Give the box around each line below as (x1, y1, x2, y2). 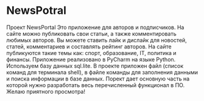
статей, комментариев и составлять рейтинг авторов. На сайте (6, 43, 172, 50)
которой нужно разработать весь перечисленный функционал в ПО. (6, 81, 185, 88)
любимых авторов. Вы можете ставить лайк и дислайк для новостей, (6, 36, 187, 44)
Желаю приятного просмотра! (6, 88, 85, 95)
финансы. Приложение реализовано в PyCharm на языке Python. (6, 56, 176, 63)
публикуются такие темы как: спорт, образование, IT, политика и (6, 49, 177, 56)
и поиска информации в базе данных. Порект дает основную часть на (6, 75, 190, 82)
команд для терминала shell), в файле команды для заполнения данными (6, 68, 199, 76)
